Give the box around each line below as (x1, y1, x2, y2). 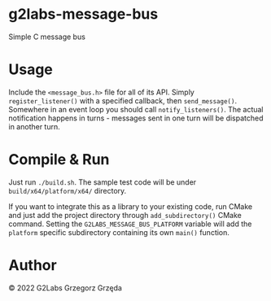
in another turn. (8, 121, 61, 131)
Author (8, 256, 57, 274)
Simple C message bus (8, 32, 85, 41)
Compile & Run (8, 150, 110, 169)
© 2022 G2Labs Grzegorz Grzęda (8, 282, 122, 293)
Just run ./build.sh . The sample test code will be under (8, 177, 197, 187)
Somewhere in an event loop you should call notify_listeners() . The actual (8, 104, 264, 114)
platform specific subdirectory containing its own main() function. (8, 227, 230, 237)
